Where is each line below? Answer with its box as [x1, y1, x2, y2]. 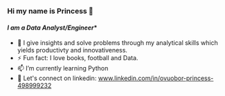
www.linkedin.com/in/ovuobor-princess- [98, 74, 214, 82]
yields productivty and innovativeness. [17, 46, 128, 55]
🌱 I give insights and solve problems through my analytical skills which [17, 39, 218, 47]
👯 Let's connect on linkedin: [17, 74, 97, 82]
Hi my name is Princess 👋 [7, 6, 93, 16]
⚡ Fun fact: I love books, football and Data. [17, 54, 138, 62]
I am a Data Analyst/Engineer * [7, 23, 98, 32]
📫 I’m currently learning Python [17, 64, 109, 73]
